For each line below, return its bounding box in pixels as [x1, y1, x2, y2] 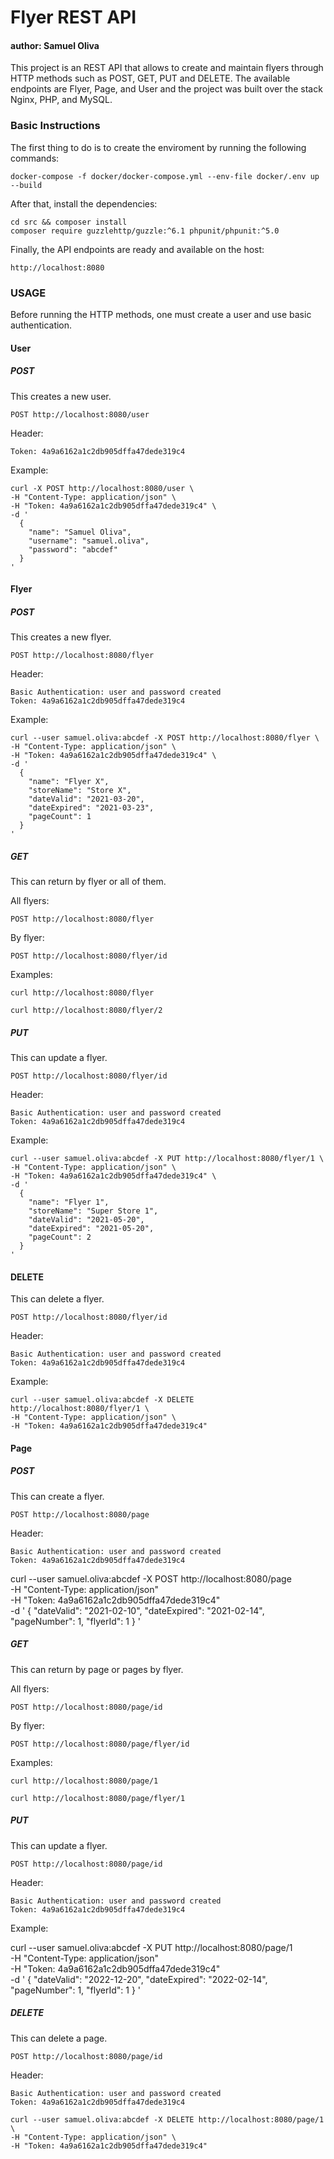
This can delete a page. [10, 2032, 108, 2044]
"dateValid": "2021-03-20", [28, 794, 145, 805]
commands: [10, 152, 60, 164]
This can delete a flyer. [10, 1293, 105, 1305]
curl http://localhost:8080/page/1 [10, 1776, 159, 1786]
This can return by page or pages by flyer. [10, 1663, 184, 1675]
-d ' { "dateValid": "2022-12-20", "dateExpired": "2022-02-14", [10, 1973, 268, 1985]
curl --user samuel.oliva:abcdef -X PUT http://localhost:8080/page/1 [10, 1941, 293, 1953]
